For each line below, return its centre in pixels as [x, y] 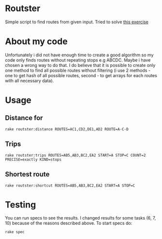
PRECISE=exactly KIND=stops [33, 159]
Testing [21, 205]
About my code [36, 41]
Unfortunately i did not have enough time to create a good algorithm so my [79, 55]
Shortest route [27, 174]
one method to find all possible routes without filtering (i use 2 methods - [78, 70]
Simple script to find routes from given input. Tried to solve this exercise [77, 22]
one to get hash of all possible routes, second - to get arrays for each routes [81, 75]
